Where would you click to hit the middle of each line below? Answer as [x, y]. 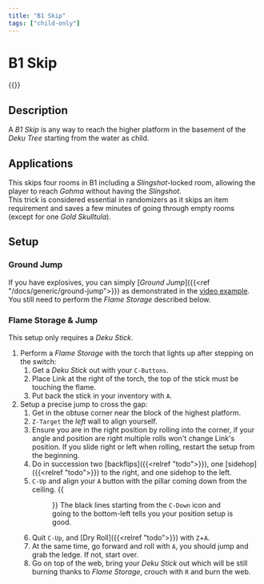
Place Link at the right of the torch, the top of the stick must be [135, 379]
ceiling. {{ [48, 489]
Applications [41, 163]
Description [38, 110]
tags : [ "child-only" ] [44, 23]
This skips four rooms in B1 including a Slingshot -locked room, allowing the [132, 183]
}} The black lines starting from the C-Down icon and [136, 505]
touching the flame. [64, 387]
